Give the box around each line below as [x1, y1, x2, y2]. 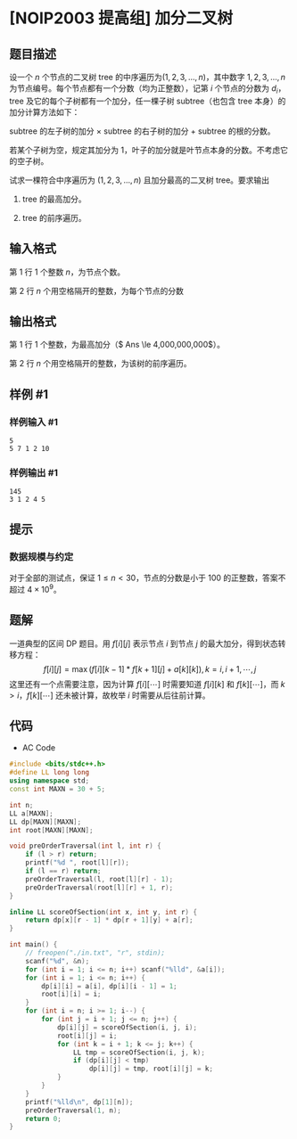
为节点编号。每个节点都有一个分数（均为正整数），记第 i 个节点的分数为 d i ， [9, 83, 286, 95]
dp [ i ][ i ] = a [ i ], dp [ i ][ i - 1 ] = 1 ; [41, 981, 177, 990]
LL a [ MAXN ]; [9, 808, 54, 818]
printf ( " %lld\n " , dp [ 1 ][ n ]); [25, 1097, 134, 1106]
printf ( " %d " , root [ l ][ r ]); [25, 858, 129, 867]
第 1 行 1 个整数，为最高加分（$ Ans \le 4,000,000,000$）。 [9, 340, 226, 350]
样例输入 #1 [9, 415, 58, 428]
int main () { [9, 940, 58, 949]
